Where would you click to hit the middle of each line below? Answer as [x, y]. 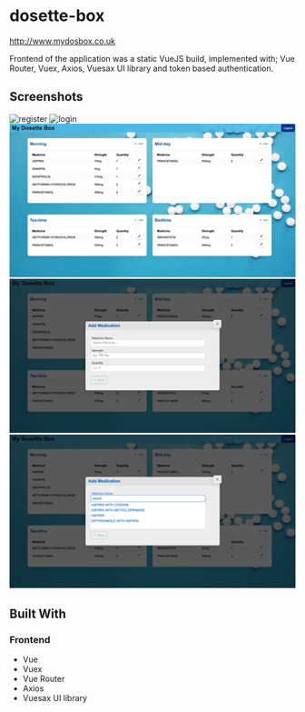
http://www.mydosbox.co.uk [63, 41]
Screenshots [46, 97]
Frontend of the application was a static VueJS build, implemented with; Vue [152, 58]
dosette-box [57, 16]
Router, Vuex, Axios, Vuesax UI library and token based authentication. [142, 68]
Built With [38, 613]
